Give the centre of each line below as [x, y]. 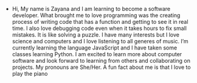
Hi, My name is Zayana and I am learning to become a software [91, 9]
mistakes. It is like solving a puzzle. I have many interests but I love [95, 35]
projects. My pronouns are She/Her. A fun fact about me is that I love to [101, 67]
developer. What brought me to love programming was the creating [96, 15]
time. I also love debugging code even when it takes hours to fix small [99, 28]
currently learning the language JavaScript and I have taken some [95, 48]
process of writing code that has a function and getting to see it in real [100, 22]
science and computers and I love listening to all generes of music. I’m [100, 41]
